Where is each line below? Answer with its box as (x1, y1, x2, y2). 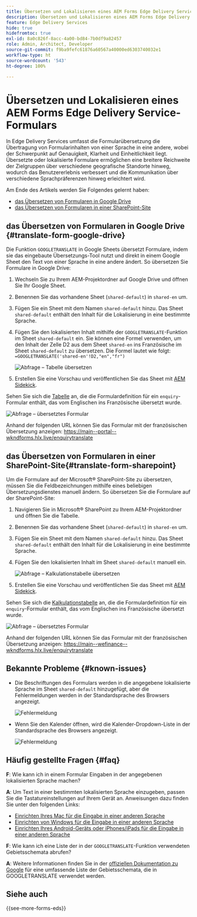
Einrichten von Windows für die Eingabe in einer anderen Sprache (14, 818, 174, 826)
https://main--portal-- (63, 428, 117, 435)
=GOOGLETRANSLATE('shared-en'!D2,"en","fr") (14, 354, 125, 359)
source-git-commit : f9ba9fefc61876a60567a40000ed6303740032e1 (6, 47, 161, 53)
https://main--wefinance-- (63, 640, 128, 647)
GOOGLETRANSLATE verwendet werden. (6, 872, 106, 879)
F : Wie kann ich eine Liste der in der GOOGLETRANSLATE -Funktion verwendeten (6, 842, 190, 849)
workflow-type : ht (6, 52, 51, 58)
